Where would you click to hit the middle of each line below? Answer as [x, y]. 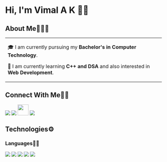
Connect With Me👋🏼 [37, 95]
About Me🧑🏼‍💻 [27, 29]
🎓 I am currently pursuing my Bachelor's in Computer [72, 47]
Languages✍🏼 [22, 144]
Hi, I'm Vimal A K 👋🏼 [47, 10]
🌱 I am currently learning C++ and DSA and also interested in [79, 66]
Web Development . [31, 73]
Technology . [23, 55]
